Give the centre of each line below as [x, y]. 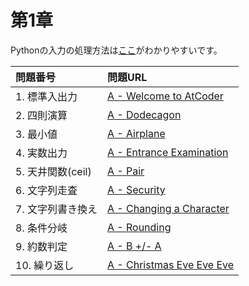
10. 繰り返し [45, 265]
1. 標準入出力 [46, 96]
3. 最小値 [36, 134]
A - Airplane [136, 133]
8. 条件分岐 [41, 228]
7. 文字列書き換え [56, 209]
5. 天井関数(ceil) [53, 171]
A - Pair [125, 171]
